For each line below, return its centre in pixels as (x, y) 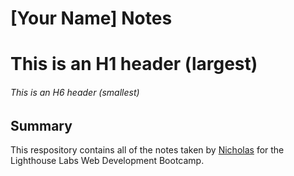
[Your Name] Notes (91, 18)
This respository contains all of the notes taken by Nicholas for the (147, 150)
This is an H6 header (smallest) (75, 92)
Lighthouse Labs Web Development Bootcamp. (107, 160)
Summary (41, 125)
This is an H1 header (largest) (134, 64)
